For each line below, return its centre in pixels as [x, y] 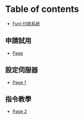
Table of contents [42, 9]
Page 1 [19, 82]
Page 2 [20, 112]
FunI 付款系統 [26, 23]
